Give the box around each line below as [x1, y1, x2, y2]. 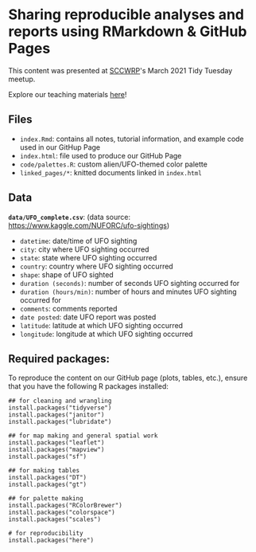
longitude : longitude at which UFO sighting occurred [19, 329, 193, 339]
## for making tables [8, 467, 80, 475]
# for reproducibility [8, 530, 83, 538]
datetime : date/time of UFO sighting [19, 236, 138, 245]
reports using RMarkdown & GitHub [8, 22, 247, 41]
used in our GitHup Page [19, 142, 101, 152]
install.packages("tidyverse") [8, 404, 112, 412]
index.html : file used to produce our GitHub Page [19, 151, 182, 160]
